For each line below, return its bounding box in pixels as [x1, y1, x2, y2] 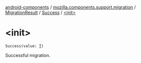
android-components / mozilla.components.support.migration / [5, 4, 136, 10]
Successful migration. [5, 52, 51, 58]
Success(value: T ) [5, 43, 44, 48]
